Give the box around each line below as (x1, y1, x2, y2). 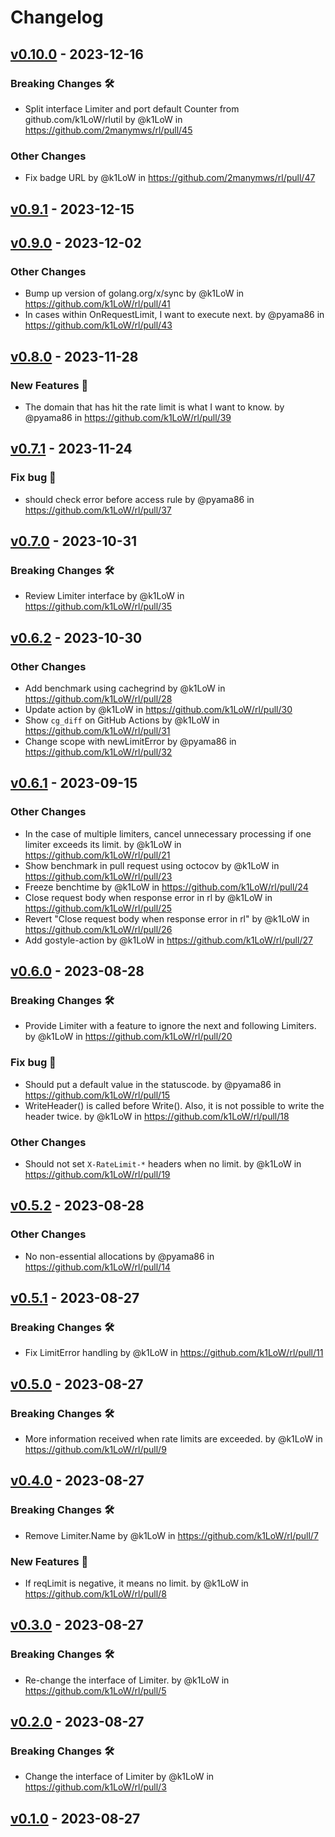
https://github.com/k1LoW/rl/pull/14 (24, 1261, 171, 1273)
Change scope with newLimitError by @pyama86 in (24, 736, 237, 747)
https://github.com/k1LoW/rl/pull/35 (24, 601, 173, 613)
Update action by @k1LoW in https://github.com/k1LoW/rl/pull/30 (24, 704, 293, 715)
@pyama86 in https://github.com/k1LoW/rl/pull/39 (24, 411, 232, 423)
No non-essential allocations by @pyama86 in (24, 1250, 215, 1262)
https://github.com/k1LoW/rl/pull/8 (24, 1588, 167, 1600)
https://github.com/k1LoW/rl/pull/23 (24, 870, 173, 882)
